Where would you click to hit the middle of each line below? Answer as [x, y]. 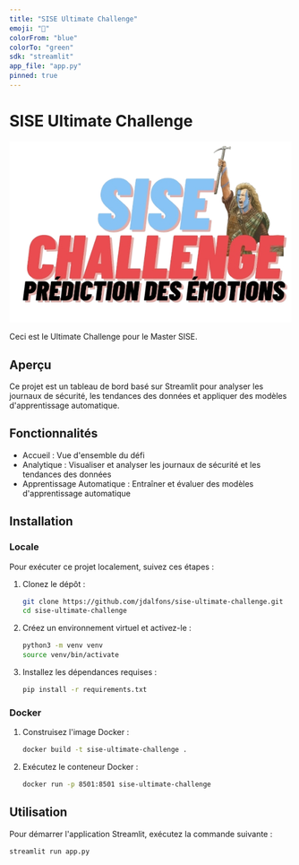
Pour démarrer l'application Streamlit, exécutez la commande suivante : [141, 834]
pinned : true [34, 76]
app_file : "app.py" [46, 66]
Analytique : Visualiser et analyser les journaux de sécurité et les [141, 464]
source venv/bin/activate [70, 655]
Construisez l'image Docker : [76, 732]
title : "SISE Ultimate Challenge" [74, 19]
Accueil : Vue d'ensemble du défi [83, 455]
